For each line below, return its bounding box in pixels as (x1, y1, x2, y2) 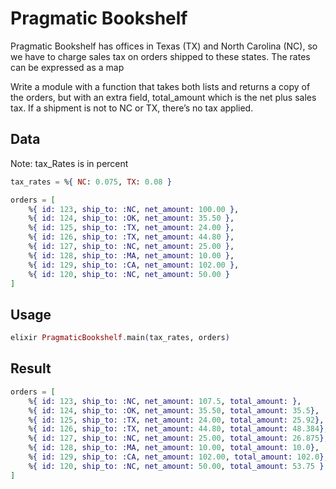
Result (10, 360, 52, 377)
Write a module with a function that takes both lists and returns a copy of (10, 80, 311, 92)
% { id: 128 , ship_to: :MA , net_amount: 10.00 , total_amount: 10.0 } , (28, 443, 320, 453)
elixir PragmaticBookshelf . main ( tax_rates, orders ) (10, 333, 230, 343)
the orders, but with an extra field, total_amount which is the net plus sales (10, 91, 317, 103)
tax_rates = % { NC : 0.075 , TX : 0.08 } (10, 177, 172, 187)
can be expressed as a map (10, 61, 125, 73)
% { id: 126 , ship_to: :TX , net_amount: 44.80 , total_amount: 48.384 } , (28, 424, 329, 434)
